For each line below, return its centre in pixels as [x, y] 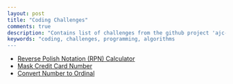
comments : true [29, 26]
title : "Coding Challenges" [48, 20]
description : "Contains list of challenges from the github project [108, 33]
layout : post [26, 13]
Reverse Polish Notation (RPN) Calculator [76, 59]
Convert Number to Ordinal [56, 74]
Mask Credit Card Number [54, 66]
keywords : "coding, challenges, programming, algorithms [91, 39]
